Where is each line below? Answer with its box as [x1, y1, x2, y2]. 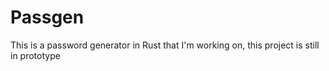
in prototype [10, 49, 61, 61]
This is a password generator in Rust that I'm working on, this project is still [10, 39, 320, 51]
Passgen [10, 6, 85, 29]
